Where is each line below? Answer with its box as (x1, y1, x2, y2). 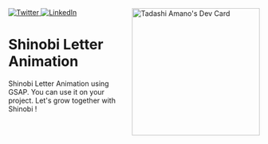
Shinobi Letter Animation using (8, 79, 109, 88)
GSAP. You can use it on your (8, 87, 105, 96)
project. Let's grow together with (8, 95, 116, 105)
